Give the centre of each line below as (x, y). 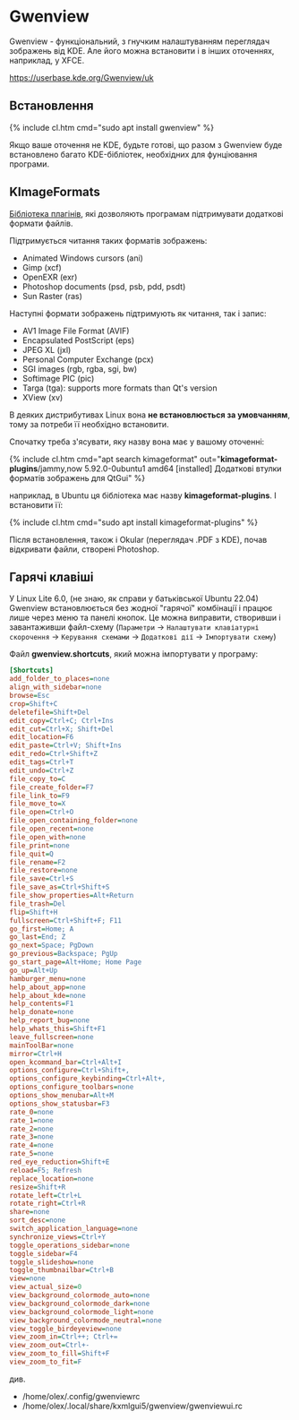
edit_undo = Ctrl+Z (42, 770)
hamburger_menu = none (48, 978)
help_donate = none (42, 1012)
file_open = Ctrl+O (42, 813)
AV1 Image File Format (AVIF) (76, 331)
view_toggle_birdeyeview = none (66, 1329)
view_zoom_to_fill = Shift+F (60, 1354)
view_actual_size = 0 (46, 1287)
